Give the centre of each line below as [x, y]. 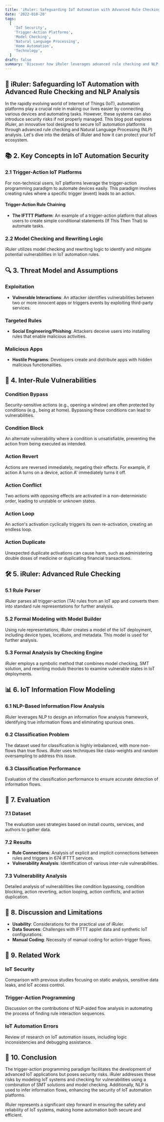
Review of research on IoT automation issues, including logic [66, 1037]
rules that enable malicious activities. [49, 336]
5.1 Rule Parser [23, 590]
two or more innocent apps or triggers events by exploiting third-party [82, 303]
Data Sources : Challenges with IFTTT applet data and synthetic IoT [80, 929]
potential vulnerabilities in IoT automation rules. [52, 255]
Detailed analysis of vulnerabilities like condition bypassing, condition [75, 887]
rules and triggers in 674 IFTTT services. [53, 858]
